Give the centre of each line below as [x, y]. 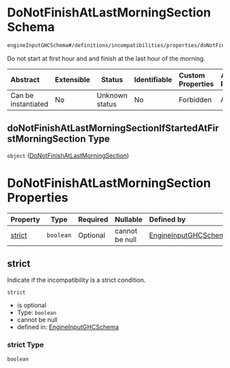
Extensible [72, 79]
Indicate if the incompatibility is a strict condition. [76, 280]
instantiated [29, 104]
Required [93, 219]
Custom [192, 75]
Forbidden [195, 99]
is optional [31, 305]
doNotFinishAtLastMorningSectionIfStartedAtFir [113, 128]
